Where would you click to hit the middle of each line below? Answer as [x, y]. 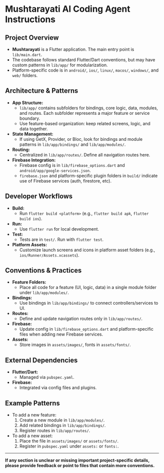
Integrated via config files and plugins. [58, 388]
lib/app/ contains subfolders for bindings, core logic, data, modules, [89, 108]
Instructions [30, 19]
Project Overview [32, 38]
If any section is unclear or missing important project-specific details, [77, 460]
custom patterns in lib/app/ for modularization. [60, 65]
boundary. [30, 118]
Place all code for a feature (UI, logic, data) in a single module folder [88, 288]
